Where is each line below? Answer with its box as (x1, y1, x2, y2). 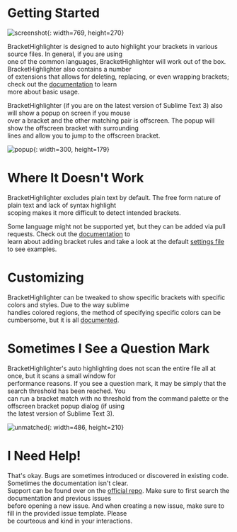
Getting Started (7, 5, 100, 21)
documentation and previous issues (7, 494, 112, 502)
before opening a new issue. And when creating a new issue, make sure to (7, 501, 225, 510)
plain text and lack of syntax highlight (7, 201, 117, 209)
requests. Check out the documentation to (7, 229, 131, 238)
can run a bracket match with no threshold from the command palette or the (7, 394, 229, 402)
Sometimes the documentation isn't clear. (7, 479, 129, 487)
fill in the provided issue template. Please (7, 509, 127, 517)
